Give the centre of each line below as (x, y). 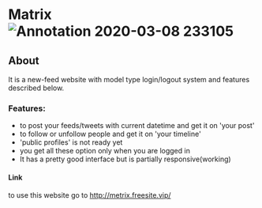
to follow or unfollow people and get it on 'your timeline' (110, 134)
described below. (36, 88)
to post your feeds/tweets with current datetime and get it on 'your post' (137, 126)
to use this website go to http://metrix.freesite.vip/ (90, 195)
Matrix (30, 15)
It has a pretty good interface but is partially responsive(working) (125, 159)
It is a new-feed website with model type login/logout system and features (129, 79)
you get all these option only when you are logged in (105, 151)
